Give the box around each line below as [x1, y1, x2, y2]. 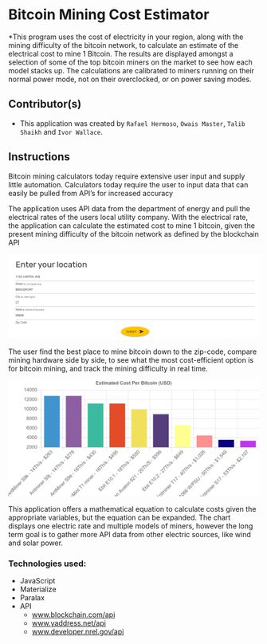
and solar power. [8, 538, 64, 548]
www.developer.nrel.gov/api [31, 626, 124, 636]
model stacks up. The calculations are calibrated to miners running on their [8, 65, 255, 75]
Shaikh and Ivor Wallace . [19, 127, 104, 136]
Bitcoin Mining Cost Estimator [8, 6, 210, 24]
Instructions [8, 150, 70, 164]
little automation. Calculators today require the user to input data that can [8, 179, 249, 189]
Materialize [19, 584, 57, 594]
